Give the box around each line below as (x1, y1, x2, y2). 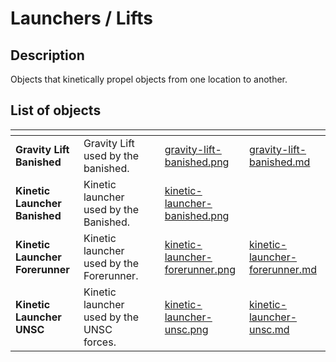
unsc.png (164, 322, 209, 336)
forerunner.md (248, 262, 317, 276)
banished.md (248, 155, 311, 169)
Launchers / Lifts (10, 7, 153, 30)
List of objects (10, 102, 102, 119)
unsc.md (248, 322, 290, 336)
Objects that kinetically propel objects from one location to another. (10, 73, 288, 85)
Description (10, 47, 85, 64)
